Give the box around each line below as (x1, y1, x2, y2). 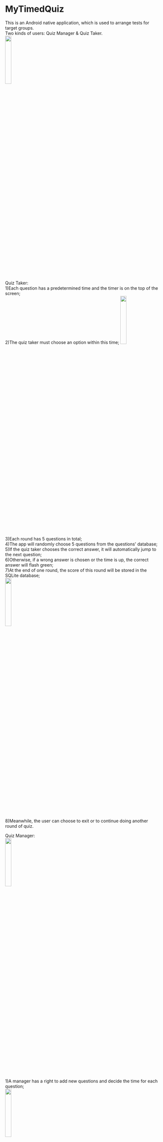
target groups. (5, 25, 34, 31)
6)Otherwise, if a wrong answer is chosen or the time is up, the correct (5, 557, 149, 563)
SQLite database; (5, 572, 40, 578)
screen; (5, 290, 21, 296)
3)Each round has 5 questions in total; (5, 536, 82, 541)
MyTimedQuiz (5, 3, 65, 15)
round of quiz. (5, 823, 34, 829)
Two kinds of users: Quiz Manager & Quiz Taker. (5, 30, 103, 36)
